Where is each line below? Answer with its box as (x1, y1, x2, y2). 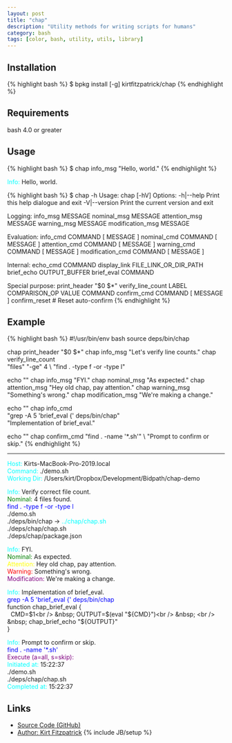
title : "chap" (7, 17, 48, 24)
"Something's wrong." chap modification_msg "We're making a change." (7, 391, 213, 399)
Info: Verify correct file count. (7, 487, 91, 496)
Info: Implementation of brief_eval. (7, 588, 105, 596)
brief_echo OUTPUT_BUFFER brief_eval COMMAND (7, 268, 155, 276)
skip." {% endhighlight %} (7, 440, 81, 448)
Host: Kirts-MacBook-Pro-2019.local (7, 460, 110, 468)
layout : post (7, 10, 45, 17)
